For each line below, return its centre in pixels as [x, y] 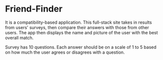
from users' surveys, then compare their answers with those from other [77, 27]
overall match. [19, 38]
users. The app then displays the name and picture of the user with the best [81, 32]
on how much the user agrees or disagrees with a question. [65, 52]
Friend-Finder [34, 9]
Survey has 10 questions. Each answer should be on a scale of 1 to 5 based [81, 47]
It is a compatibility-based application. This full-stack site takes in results [79, 22]
